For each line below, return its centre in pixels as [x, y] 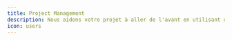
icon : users [24, 26]
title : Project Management [46, 13]
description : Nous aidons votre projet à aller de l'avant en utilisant [114, 20]
